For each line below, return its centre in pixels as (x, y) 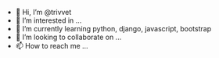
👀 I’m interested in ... (48, 20)
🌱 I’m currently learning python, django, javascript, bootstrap (113, 29)
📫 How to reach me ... (52, 46)
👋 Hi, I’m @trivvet (43, 12)
